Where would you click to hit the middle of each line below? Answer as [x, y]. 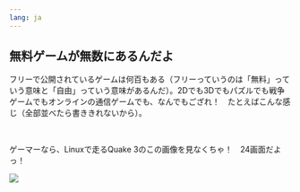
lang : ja [26, 17]
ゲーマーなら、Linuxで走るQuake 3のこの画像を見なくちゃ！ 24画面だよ [146, 150]
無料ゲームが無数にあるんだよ [92, 56]
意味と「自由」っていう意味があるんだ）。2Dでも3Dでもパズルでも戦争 [154, 91]
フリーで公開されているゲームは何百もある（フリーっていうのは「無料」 [142, 79]
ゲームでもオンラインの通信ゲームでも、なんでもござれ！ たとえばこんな [146, 102]
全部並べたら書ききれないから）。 [86, 113]
